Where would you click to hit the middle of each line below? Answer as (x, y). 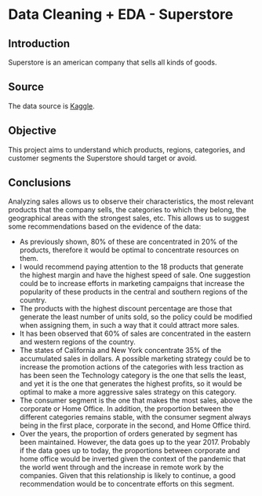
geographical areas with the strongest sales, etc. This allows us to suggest (129, 219)
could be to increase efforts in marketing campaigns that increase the (132, 284)
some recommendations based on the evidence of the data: (105, 226)
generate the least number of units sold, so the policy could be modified (136, 317)
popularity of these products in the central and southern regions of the (134, 292)
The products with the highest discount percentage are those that (126, 309)
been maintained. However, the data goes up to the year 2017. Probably (135, 443)
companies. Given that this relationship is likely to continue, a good (127, 476)
